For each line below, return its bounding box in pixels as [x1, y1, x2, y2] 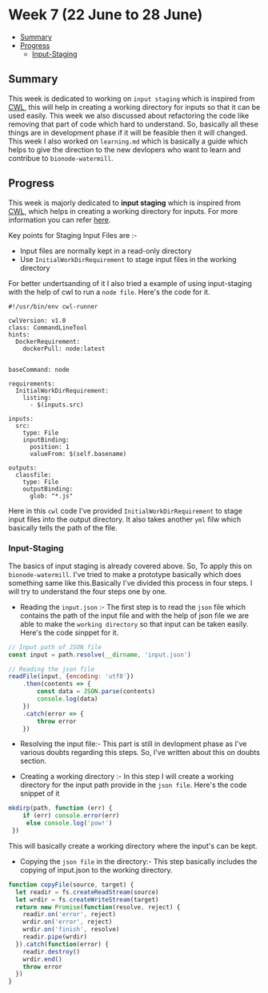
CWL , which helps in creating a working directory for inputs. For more [8, 206, 238, 216]
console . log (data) [37, 695, 98, 703]
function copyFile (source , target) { [8, 880, 134, 889]
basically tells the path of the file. [8, 523, 118, 532]
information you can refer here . [8, 215, 111, 224]
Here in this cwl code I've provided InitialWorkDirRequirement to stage [8, 506, 242, 515]
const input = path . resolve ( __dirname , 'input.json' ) [8, 651, 192, 659]
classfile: [15, 470, 52, 478]
